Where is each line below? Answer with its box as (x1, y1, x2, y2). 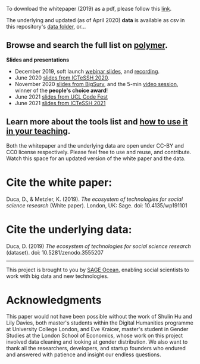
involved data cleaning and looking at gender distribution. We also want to (6, 338, 188, 345)
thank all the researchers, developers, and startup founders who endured (6, 345, 186, 352)
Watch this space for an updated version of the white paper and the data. (6, 155, 186, 162)
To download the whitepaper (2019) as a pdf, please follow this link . (6, 5, 172, 12)
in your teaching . (6, 126, 71, 136)
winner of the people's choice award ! (14, 87, 108, 94)
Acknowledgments (6, 293, 102, 307)
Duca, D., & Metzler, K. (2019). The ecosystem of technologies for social (6, 195, 183, 203)
